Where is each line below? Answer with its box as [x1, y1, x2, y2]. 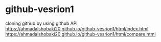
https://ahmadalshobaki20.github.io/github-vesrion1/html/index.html [5, 25, 149, 31]
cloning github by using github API [5, 20, 78, 26]
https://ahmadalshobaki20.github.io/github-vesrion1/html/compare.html [5, 31, 156, 37]
